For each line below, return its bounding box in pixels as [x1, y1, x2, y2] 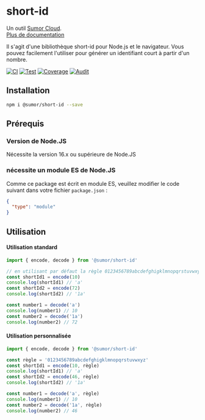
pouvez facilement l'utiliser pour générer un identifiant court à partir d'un [6, 49, 190, 56]
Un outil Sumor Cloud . [6, 24, 62, 32]
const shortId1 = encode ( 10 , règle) [6, 363, 99, 369]
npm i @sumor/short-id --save [6, 101, 84, 108]
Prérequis [6, 119, 45, 129]
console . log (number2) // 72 [6, 319, 78, 325]
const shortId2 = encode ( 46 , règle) [6, 374, 99, 380]
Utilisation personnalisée [6, 332, 71, 340]
